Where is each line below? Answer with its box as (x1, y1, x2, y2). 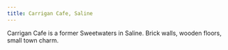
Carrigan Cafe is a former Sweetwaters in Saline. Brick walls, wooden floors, (7, 29, 222, 37)
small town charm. (7, 36, 59, 45)
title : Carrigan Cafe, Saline (7, 10, 94, 17)
